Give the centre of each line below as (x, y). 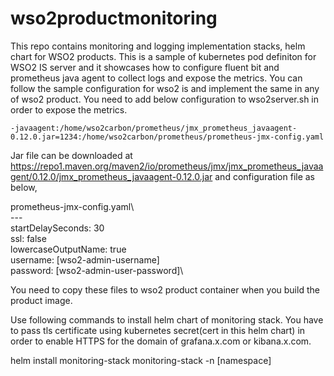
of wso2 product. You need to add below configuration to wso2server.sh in (165, 99)
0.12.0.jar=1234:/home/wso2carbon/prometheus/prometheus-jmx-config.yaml (167, 137)
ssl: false (28, 238)
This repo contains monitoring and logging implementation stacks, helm (158, 46)
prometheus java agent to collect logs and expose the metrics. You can (156, 78)
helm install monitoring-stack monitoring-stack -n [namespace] (141, 360)
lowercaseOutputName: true (68, 249)
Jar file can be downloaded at (71, 155)
